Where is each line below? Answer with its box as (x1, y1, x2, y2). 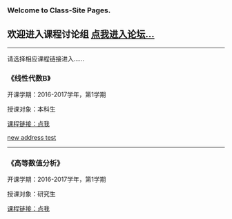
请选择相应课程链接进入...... (7, 54, 85, 63)
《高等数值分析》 (7, 158, 64, 167)
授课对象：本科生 (7, 105, 56, 114)
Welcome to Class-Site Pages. (7, 6, 111, 15)
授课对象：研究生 (7, 190, 56, 198)
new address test (7, 134, 57, 142)
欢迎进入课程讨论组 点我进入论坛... (7, 28, 155, 40)
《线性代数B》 (7, 73, 51, 83)
